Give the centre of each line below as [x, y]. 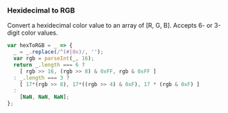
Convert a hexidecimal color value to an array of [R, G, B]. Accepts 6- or [110, 26]
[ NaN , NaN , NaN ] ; [45, 97]
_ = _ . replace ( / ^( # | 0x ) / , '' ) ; [59, 52]
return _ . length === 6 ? [49, 64]
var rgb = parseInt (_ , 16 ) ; [54, 59]
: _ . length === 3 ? [42, 78]
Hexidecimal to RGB [41, 10]
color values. [40, 33]
